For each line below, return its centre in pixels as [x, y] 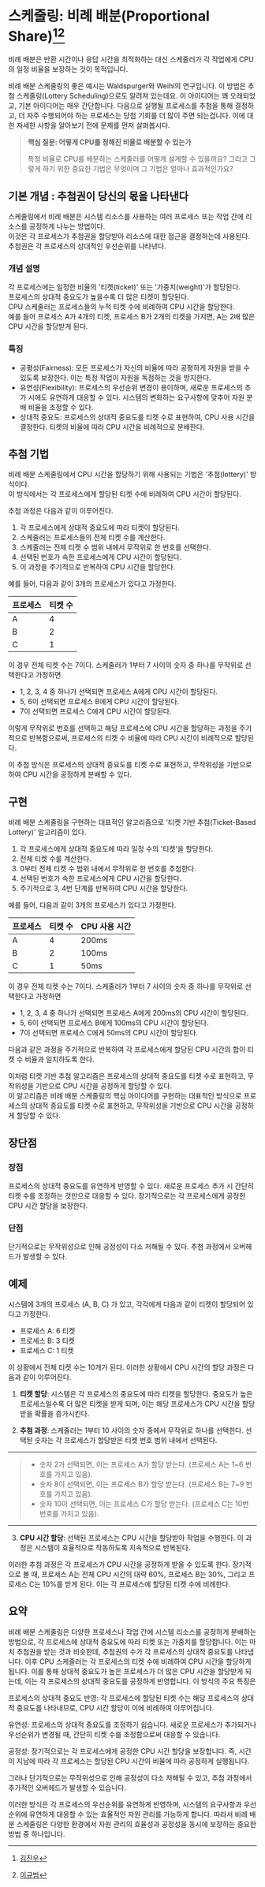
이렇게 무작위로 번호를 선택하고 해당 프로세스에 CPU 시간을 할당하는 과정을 [123, 728]
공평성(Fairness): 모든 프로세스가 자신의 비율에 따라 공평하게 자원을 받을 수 [134, 367]
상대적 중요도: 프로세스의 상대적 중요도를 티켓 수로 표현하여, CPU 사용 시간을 [137, 417]
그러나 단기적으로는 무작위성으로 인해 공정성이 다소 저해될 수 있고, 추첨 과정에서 [130, 1777]
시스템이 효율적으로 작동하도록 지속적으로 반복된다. [112, 1548]
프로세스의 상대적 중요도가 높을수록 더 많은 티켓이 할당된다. [99, 297]
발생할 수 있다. [45, 1257]
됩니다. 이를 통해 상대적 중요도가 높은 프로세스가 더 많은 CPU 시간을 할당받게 [126, 1671]
